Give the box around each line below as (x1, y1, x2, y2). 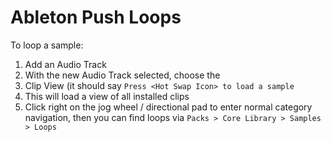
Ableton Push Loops (10, 6, 182, 29)
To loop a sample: (10, 39, 84, 51)
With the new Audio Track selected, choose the (24, 69, 221, 81)
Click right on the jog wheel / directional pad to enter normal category (24, 101, 313, 113)
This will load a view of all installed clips (24, 90, 190, 102)
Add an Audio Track (24, 58, 107, 70)
